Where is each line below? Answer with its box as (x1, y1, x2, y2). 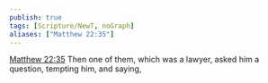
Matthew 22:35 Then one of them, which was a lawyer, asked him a (9, 54, 260, 65)
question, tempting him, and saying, (9, 63, 142, 74)
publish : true (9, 12, 63, 22)
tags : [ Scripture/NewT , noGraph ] (9, 21, 135, 30)
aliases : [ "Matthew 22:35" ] (9, 29, 115, 38)
